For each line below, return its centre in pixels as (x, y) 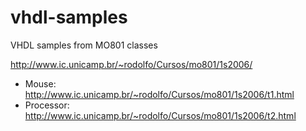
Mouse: (40, 83)
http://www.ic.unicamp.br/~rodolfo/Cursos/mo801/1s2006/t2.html (160, 115)
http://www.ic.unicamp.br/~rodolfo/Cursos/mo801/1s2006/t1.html (159, 94)
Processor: (47, 105)
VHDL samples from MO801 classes (84, 45)
